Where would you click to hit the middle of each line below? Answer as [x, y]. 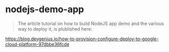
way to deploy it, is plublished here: [55, 29]
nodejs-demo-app [45, 9]
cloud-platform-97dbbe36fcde [37, 44]
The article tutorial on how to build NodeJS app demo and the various [91, 23]
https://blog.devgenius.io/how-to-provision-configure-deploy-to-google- [82, 39]
